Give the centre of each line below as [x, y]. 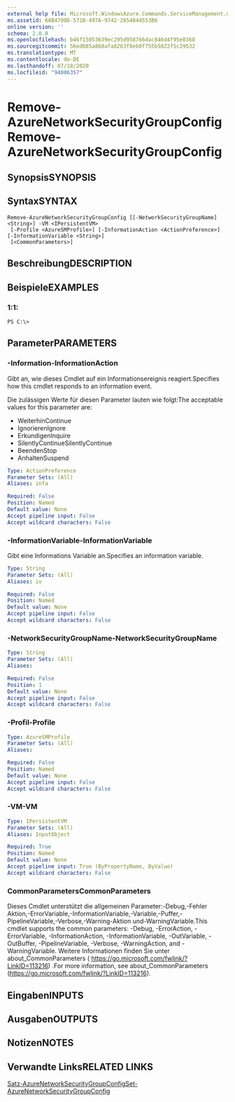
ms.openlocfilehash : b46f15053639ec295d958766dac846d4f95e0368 [101, 40]
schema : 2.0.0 [28, 33]
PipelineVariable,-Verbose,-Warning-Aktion [69, 921]
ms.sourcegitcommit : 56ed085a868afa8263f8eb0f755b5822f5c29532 [101, 46]
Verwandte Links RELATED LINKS [80, 1067]
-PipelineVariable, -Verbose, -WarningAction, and [109, 944]
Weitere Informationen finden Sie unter [114, 951]
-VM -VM [22, 807]
